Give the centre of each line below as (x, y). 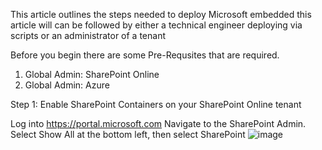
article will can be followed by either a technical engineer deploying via (156, 25)
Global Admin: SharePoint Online (92, 74)
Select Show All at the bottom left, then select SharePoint (128, 134)
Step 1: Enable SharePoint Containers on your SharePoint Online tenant (156, 104)
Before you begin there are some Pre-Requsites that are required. (145, 55)
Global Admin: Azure (67, 85)
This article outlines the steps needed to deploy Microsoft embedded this (161, 14)
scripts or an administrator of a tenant (88, 35)
